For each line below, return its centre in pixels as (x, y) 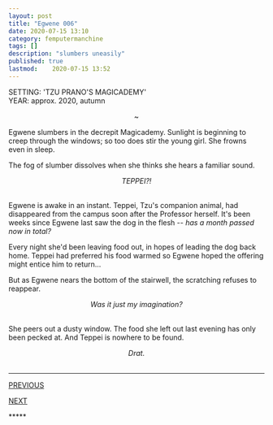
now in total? (30, 231)
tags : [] (23, 46)
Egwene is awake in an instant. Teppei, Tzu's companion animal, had (123, 205)
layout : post (30, 16)
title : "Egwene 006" (43, 24)
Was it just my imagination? (136, 304)
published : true (36, 62)
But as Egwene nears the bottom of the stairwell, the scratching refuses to (133, 280)
